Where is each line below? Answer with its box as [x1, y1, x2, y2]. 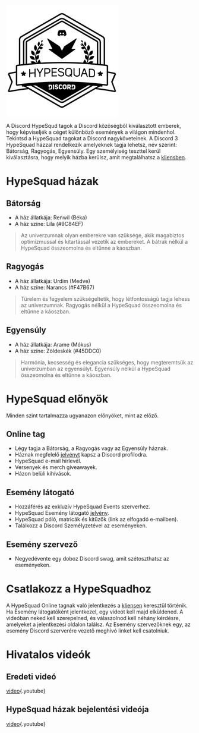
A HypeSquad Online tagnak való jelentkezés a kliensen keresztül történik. [6, 602, 188, 609]
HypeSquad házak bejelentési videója [6, 704, 149, 715]
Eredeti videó [6, 671, 56, 682]
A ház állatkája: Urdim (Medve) [14, 277, 91, 284]
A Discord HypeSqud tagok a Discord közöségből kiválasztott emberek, [6, 122, 181, 129]
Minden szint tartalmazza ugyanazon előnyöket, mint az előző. [6, 412, 159, 419]
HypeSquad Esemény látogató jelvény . [14, 509, 109, 517]
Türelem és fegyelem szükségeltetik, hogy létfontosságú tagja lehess [20, 295, 190, 302]
